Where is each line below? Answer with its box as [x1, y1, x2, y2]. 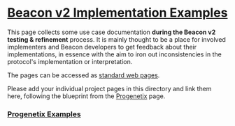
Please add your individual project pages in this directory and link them [7, 84, 212, 93]
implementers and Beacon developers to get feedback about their [7, 42, 197, 51]
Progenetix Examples [7, 109, 82, 119]
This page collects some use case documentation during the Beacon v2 [7, 28, 216, 36]
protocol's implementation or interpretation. [7, 57, 133, 65]
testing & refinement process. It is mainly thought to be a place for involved [7, 35, 226, 43]
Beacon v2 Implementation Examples [7, 5, 228, 21]
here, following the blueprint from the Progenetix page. [7, 92, 166, 100]
